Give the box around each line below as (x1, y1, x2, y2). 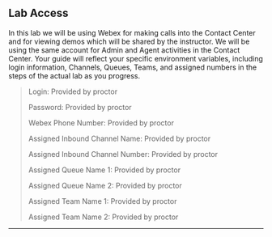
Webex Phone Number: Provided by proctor (28, 117, 174, 128)
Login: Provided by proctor (28, 87, 118, 96)
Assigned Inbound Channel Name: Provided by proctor (28, 133, 211, 143)
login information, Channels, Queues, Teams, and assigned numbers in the (8, 62, 257, 72)
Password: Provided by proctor (28, 102, 132, 112)
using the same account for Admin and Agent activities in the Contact (8, 44, 240, 55)
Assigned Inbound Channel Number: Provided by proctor (28, 149, 219, 159)
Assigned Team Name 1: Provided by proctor (28, 196, 177, 205)
